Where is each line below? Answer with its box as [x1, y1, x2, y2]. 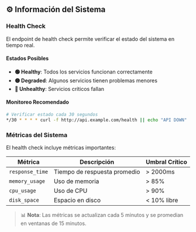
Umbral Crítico [145, 158, 187, 166]
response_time [9, 168, 49, 175]
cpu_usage [9, 188, 36, 194]
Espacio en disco [53, 196, 101, 205]
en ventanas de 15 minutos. [20, 220, 87, 227]
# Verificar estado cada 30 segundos [6, 112, 98, 118]
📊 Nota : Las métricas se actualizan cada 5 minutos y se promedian [20, 212, 184, 219]
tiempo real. [6, 41, 35, 48]
